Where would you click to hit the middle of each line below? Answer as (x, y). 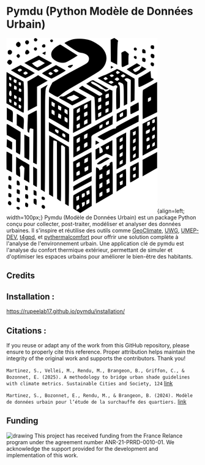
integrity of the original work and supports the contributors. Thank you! (96, 358)
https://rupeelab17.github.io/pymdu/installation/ (66, 311)
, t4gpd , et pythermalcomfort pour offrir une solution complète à (97, 236)
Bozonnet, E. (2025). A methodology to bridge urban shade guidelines (98, 377)
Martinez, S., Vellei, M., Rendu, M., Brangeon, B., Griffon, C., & (95, 371)
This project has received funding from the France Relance (109, 436)
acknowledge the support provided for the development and (82, 448)
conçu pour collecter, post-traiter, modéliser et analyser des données (94, 224)
